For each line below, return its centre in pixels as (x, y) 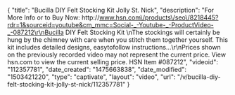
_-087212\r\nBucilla (36, 32)
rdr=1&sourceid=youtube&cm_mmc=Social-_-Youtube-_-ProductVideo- (110, 25)
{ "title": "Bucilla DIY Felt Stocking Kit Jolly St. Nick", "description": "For (111, 10)
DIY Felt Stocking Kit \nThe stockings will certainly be (143, 32)
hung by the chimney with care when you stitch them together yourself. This (118, 40)
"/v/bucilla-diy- (199, 77)
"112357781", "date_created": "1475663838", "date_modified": (97, 70)
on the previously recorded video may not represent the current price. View (117, 54)
